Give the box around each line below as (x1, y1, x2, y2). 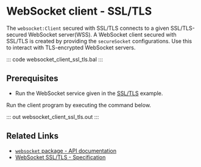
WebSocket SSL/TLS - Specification (15, 154, 106, 161)
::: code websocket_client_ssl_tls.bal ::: (6, 55, 104, 63)
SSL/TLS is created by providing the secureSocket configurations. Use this (6, 37, 192, 44)
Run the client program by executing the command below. (6, 101, 151, 108)
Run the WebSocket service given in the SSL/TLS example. (15, 90, 163, 97)
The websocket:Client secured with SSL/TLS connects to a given (6, 24, 169, 32)
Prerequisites (6, 73, 58, 83)
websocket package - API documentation (15, 147, 117, 154)
